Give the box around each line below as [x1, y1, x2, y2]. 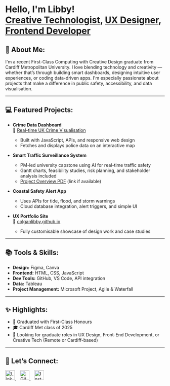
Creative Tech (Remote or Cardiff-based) [12, 337, 98, 343]
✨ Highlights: [5, 305, 48, 314]
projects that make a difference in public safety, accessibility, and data [5, 80, 152, 86]
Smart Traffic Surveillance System [12, 152, 87, 158]
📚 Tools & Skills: [5, 249, 59, 257]
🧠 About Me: [5, 45, 46, 54]
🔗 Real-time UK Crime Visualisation [12, 127, 86, 133]
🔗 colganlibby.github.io [12, 218, 61, 224]
